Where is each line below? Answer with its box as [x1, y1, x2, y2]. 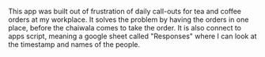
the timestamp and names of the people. [8, 40, 141, 49]
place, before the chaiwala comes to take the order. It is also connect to [8, 23, 242, 32]
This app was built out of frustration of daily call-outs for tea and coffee [8, 7, 242, 16]
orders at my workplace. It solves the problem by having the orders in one [8, 15, 249, 24]
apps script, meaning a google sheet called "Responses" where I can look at [8, 31, 257, 41]
